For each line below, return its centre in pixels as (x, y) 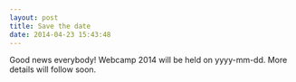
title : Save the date (50, 26)
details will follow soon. (53, 69)
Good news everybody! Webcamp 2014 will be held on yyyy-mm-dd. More (148, 60)
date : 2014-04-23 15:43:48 (60, 34)
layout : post (34, 18)
